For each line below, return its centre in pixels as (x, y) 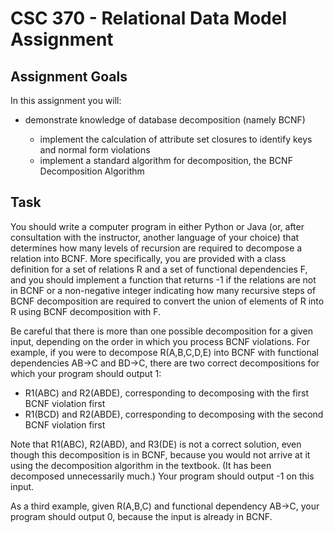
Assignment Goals (69, 76)
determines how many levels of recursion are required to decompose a (156, 248)
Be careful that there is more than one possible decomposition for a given (161, 331)
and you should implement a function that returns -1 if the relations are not (163, 279)
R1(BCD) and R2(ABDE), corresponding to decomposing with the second (174, 414)
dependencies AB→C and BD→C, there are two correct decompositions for (165, 363)
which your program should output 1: (86, 373)
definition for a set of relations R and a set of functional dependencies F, (159, 269)
